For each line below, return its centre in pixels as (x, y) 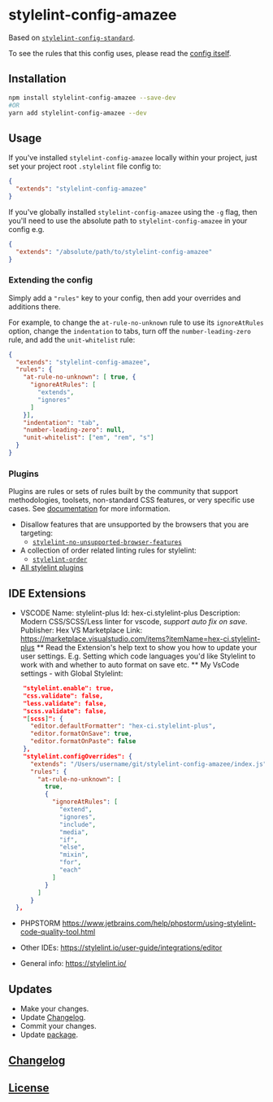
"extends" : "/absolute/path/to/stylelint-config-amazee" (114, 251)
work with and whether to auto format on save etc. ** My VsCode (130, 665)
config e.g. (26, 229)
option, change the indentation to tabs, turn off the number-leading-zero (130, 330)
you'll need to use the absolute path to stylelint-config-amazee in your (128, 221)
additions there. (35, 306)
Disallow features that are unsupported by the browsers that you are (134, 525)
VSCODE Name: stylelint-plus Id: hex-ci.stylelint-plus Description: (130, 613)
